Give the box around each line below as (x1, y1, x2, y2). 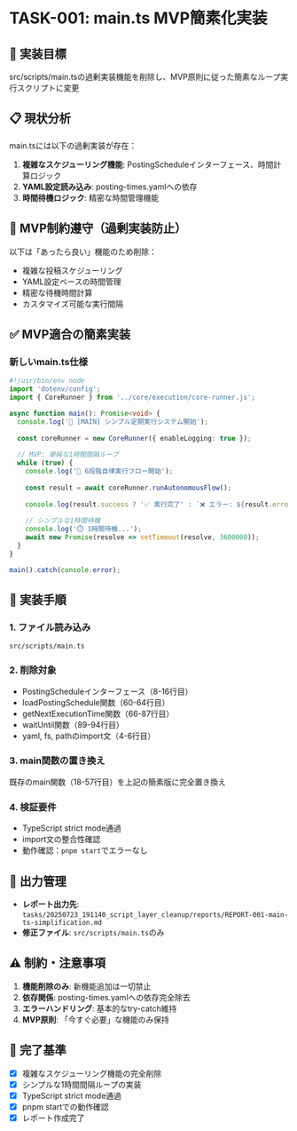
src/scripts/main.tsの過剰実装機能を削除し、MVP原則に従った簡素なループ (9, 72, 281, 82)
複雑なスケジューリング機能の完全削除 (21, 1068, 162, 1079)
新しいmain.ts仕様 (9, 355, 89, 368)
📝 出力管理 (9, 873, 66, 888)
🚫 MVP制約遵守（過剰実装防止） (9, 221, 187, 236)
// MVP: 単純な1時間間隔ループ (17, 450, 119, 459)
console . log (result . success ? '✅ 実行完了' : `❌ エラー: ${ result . (25, 499, 273, 509)
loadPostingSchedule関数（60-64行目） (21, 697, 170, 707)
